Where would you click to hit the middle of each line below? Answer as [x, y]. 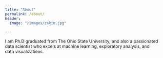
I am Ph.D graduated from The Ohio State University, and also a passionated [82, 41]
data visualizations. [24, 52]
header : [13, 18]
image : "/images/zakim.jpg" [38, 23]
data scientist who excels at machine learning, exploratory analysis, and [77, 46]
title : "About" [20, 9]
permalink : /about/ [25, 14]
